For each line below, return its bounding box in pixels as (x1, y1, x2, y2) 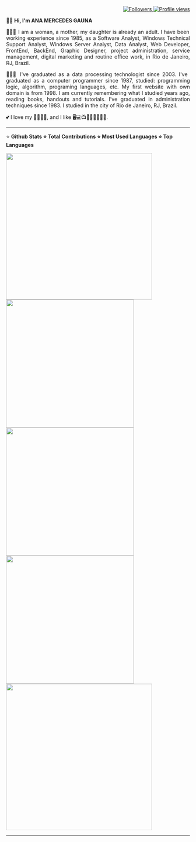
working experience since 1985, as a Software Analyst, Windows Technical (6, 35, 190, 42)
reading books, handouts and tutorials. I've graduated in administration (6, 96, 190, 102)
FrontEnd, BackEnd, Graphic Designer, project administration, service (6, 47, 190, 54)
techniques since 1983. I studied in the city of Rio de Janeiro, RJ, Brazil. (6, 102, 178, 109)
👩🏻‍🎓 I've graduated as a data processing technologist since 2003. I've (6, 71, 188, 78)
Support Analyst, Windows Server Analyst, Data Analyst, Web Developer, (6, 41, 190, 47)
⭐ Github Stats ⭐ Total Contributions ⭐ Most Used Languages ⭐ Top (6, 133, 173, 140)
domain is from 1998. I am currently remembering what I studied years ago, (6, 90, 190, 96)
